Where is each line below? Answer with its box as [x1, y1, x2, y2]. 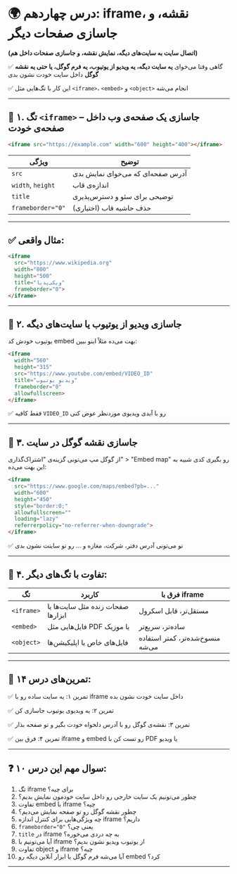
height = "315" [14, 364, 53, 371]
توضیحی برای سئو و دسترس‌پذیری [72, 191, 174, 201]
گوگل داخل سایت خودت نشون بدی [8, 70, 99, 78]
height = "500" [14, 272, 53, 280]
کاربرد [80, 589, 99, 599]
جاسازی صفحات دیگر [8, 25, 118, 42]
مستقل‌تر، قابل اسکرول [139, 606, 210, 616]
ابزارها [47, 610, 67, 620]
